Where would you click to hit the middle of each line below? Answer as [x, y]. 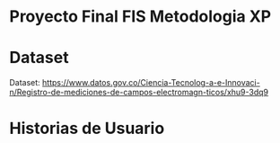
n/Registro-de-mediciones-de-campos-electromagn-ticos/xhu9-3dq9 [139, 93]
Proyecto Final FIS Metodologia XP [140, 17]
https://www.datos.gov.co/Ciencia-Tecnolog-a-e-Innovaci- [151, 83]
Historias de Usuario [87, 129]
